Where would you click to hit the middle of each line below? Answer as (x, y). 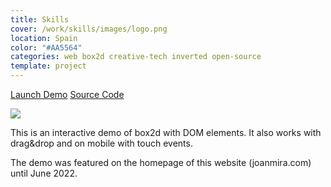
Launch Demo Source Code (67, 94)
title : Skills (40, 19)
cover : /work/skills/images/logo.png (89, 29)
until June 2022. (44, 173)
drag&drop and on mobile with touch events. (101, 143)
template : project (48, 66)
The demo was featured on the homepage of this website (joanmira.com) (161, 162)
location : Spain (44, 38)
